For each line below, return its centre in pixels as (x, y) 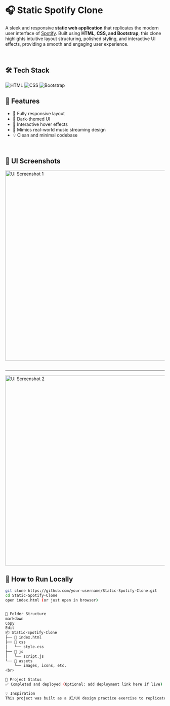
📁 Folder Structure (26, 614)
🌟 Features (23, 101)
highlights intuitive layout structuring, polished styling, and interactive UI (80, 39)
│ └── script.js (25, 656)
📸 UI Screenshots (33, 161)
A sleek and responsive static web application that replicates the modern (82, 28)
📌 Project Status (24, 680)
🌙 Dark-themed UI (31, 119)
